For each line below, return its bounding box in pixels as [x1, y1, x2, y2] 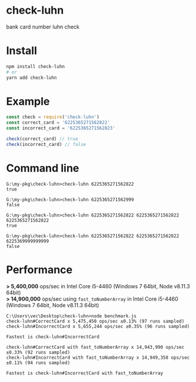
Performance [6, 263, 73, 276]
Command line [6, 161, 80, 175]
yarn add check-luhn [6, 75, 58, 81]
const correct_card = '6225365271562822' [6, 120, 110, 126]
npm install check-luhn [6, 63, 65, 69]
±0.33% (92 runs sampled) [6, 349, 70, 355]
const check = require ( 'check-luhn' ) [6, 114, 100, 120]
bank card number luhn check [6, 23, 80, 30]
